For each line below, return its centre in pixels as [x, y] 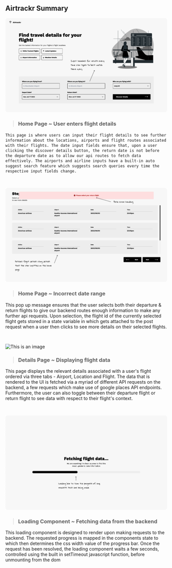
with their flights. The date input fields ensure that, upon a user [81, 145]
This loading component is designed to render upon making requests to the [85, 532]
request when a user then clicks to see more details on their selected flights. [86, 327]
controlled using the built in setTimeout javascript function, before [75, 554]
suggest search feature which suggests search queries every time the [82, 166]
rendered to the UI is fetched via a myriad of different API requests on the [83, 382]
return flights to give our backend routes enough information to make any [83, 310]
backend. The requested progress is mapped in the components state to [82, 538]
